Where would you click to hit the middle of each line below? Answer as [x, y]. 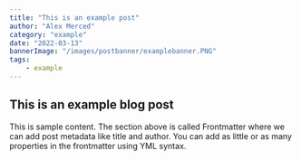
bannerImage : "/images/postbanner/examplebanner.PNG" [113, 52]
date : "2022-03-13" [46, 43]
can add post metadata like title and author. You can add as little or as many [151, 136]
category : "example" [49, 34]
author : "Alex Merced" [52, 26]
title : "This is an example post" [75, 18]
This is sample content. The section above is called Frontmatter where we [147, 127]
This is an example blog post [92, 105]
